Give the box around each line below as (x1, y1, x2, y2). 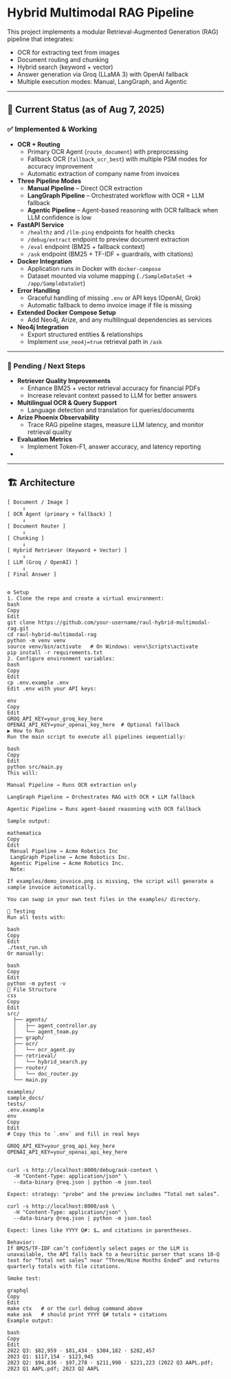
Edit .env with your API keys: (7, 685, 97, 692)
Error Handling (16, 286, 60, 294)
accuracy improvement (27, 162, 93, 170)
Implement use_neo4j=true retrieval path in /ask (27, 337, 163, 345)
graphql (7, 1287, 30, 1294)
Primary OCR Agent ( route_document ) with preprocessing (27, 147, 188, 155)
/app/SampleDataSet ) (27, 279, 86, 287)
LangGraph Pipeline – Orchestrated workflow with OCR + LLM (27, 191, 205, 199)
